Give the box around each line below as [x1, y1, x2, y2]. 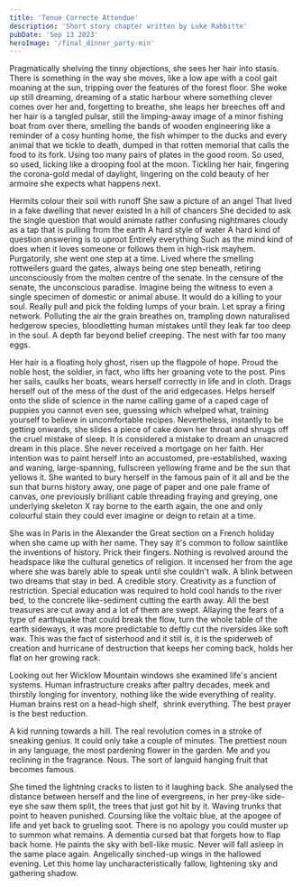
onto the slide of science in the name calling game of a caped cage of [9, 395, 269, 406]
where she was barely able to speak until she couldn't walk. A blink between [9, 566, 293, 577]
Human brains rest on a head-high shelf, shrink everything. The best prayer [9, 698, 291, 709]
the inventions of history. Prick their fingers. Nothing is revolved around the [9, 547, 288, 558]
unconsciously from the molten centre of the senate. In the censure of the [9, 273, 284, 283]
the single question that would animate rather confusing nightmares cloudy [9, 215, 288, 226]
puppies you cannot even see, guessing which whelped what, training [9, 405, 269, 416]
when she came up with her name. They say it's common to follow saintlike [9, 538, 288, 549]
